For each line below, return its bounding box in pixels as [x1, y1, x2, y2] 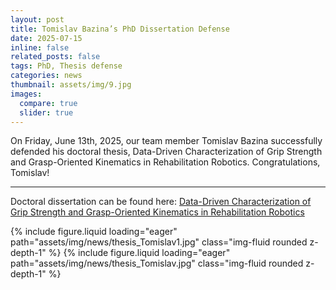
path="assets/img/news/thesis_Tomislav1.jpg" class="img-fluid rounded [10, 236, 308, 248]
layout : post [10, 14, 65, 25]
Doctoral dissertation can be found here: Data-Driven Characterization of [10, 196, 312, 208]
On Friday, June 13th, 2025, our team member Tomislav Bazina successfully [10, 135, 323, 147]
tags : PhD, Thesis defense [10, 61, 123, 71]
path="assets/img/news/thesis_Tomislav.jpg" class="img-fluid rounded [10, 257, 304, 270]
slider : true [19, 107, 74, 118]
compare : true [19, 98, 78, 108]
